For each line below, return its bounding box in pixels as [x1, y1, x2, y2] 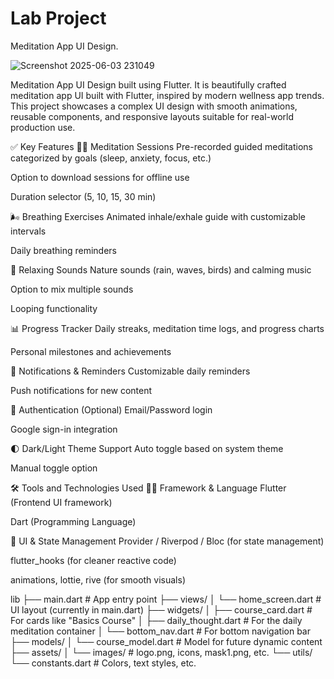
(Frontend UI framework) [10, 496, 113, 508]
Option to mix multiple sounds [10, 283, 134, 295]
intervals [10, 225, 47, 237]
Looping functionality [10, 302, 98, 314]
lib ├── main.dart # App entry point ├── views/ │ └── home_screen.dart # [10, 593, 322, 605]
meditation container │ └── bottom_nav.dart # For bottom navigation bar [10, 625, 311, 637]
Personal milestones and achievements [10, 345, 172, 357]
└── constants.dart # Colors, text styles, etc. [10, 657, 197, 669]
